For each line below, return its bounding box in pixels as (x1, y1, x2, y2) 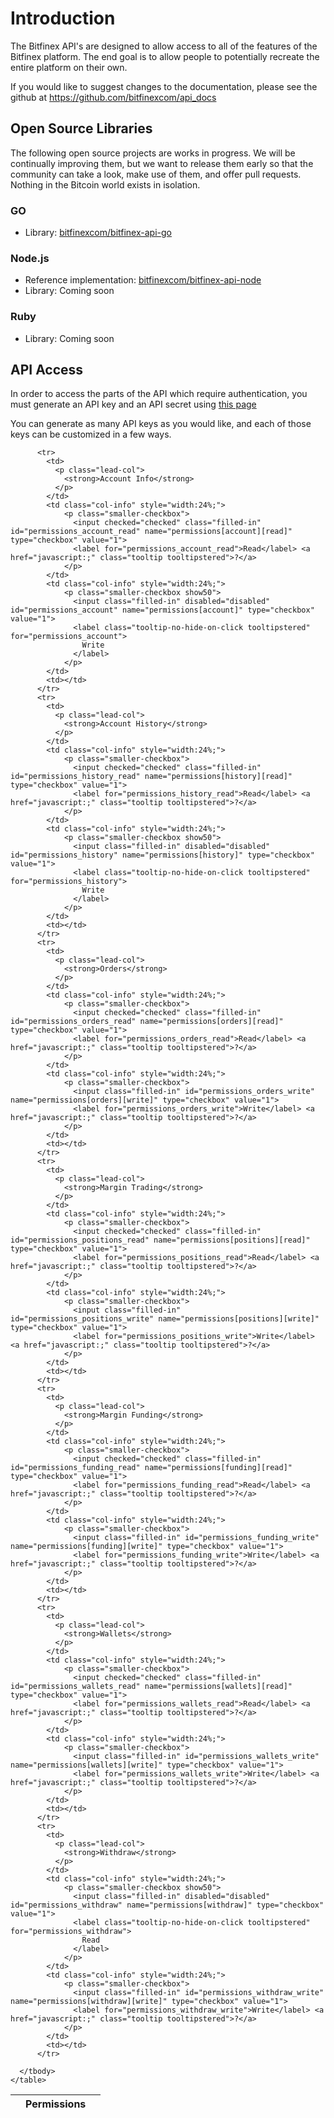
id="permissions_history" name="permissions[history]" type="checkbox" (10, 850, 315, 861)
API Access (10, 362, 84, 379)
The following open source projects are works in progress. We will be (10, 147, 296, 159)
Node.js (10, 251, 50, 265)
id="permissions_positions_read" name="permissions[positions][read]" (10, 1235, 311, 1246)
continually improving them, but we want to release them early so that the (10, 157, 314, 169)
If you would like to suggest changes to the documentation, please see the (10, 80, 318, 92)
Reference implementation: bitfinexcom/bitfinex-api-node (24, 274, 262, 286)
